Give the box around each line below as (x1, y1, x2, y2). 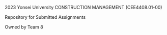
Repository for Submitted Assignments (5, 14, 86, 20)
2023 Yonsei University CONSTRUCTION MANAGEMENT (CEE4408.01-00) (5, 5, 162, 10)
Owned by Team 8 (5, 24, 44, 30)
